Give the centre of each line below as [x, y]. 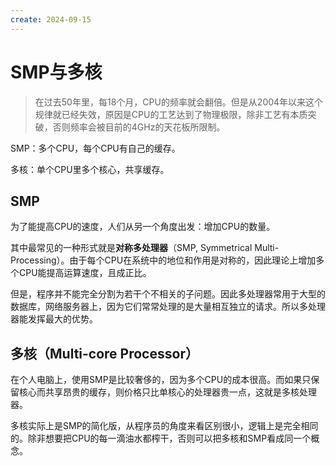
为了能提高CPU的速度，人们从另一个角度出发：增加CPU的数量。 [143, 227]
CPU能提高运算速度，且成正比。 [85, 273]
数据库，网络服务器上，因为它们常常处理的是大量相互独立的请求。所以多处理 [168, 307]
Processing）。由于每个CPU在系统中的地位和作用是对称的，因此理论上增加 [163, 260]
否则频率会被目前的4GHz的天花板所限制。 [139, 127]
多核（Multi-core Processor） [104, 353]
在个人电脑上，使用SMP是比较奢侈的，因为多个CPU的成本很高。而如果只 [161, 380]
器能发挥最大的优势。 [54, 319]
